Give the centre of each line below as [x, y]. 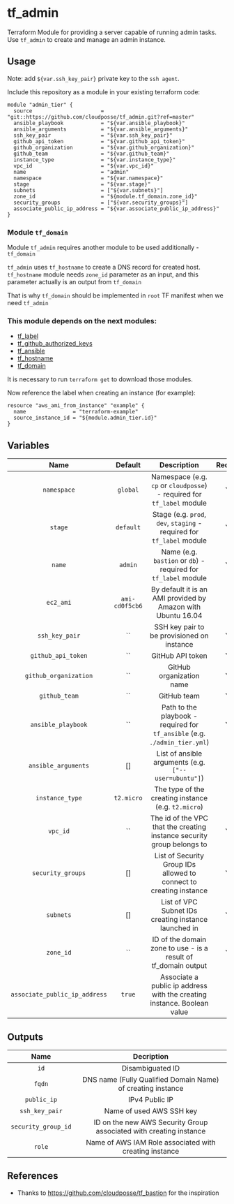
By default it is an [179, 589]
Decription [151, 1056]
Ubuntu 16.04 [179, 616]
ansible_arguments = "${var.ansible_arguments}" [101, 129]
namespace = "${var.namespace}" [88, 178]
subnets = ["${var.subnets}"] [88, 190]
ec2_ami [59, 603]
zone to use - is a [180, 948]
